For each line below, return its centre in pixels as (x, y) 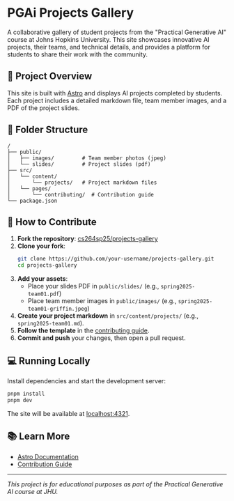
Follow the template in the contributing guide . (83, 331)
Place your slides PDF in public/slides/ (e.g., (93, 286)
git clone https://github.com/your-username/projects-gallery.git (116, 259)
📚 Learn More (39, 437)
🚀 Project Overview (50, 76)
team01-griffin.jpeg (57, 309)
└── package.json (32, 201)
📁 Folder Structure (48, 130)
